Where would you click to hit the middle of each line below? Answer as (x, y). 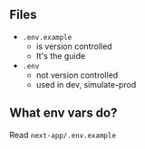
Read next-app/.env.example (63, 135)
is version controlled (74, 46)
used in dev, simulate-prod (86, 84)
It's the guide (61, 56)
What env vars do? (63, 113)
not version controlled (77, 75)
